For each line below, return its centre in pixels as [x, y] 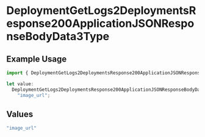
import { [17, 73]
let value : [20, 84]
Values [20, 114]
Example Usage [37, 59]
